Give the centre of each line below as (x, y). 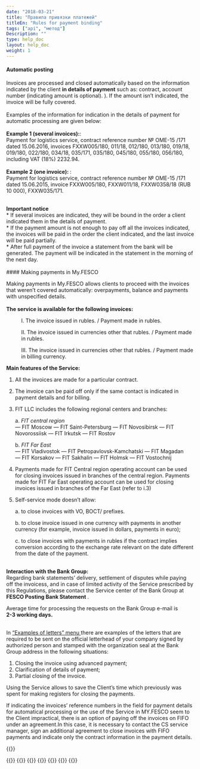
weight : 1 (19, 51)
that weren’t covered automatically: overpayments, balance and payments (97, 290)
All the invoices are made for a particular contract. (76, 379)
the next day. (22, 259)
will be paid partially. (31, 240)
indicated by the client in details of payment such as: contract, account (94, 89)
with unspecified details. (36, 296)
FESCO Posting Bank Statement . (48, 596)
